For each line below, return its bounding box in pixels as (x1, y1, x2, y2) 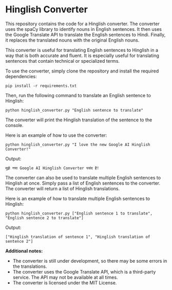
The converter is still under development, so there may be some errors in (12, 258, 167, 264)
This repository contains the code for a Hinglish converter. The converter (5, 21, 160, 27)
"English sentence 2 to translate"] (5, 215, 84, 221)
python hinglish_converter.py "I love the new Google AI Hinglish (5, 142, 150, 147)
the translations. (12, 263, 47, 269)
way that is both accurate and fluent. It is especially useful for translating (5, 52, 159, 59)
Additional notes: (5, 248, 43, 254)
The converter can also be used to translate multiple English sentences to (5, 174, 161, 180)
